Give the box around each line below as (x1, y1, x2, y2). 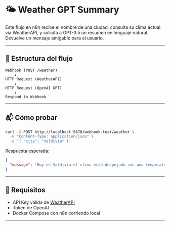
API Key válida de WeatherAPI (12, 199, 75, 205)
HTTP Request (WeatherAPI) (5, 76, 62, 81)
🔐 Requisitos (5, 186, 46, 195)
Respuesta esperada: (5, 148, 50, 154)
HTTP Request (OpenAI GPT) (5, 85, 62, 91)
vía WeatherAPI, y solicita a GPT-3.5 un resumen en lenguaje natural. (5, 29, 149, 35)
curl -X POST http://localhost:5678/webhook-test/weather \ (5, 129, 135, 134)
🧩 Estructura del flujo (5, 54, 73, 63)
